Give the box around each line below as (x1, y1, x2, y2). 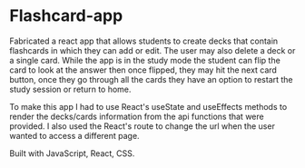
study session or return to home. (9, 84, 132, 94)
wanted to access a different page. (9, 130, 140, 141)
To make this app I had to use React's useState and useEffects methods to (9, 101, 288, 112)
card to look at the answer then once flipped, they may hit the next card (9, 64, 277, 75)
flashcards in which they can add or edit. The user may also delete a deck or (9, 44, 296, 55)
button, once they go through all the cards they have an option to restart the (9, 74, 293, 84)
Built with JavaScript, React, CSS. (9, 147, 135, 159)
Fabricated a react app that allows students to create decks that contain (9, 35, 279, 46)
